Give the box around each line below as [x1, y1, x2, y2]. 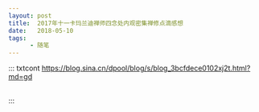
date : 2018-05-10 [8, 26, 74, 34]
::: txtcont [8, 63, 40, 73]
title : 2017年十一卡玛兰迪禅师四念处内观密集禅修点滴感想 [8, 19, 183, 27]
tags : [8, 34, 27, 42]
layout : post [8, 11, 52, 20]
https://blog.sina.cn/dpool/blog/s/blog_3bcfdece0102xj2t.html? [41, 63, 251, 73]
